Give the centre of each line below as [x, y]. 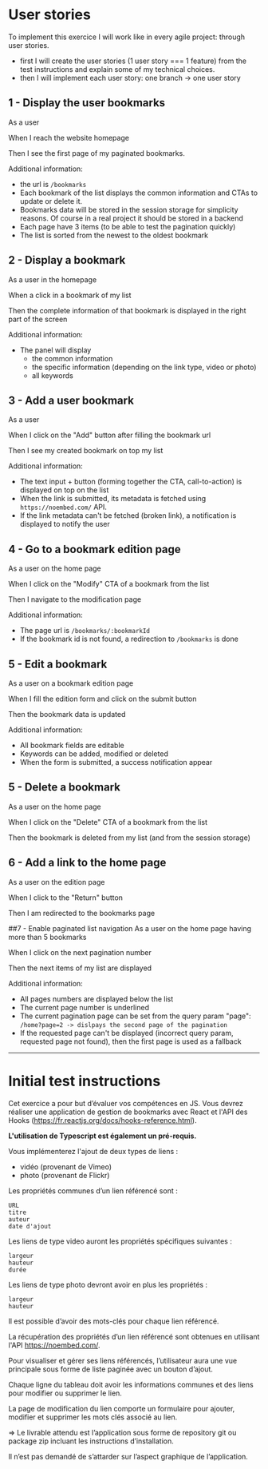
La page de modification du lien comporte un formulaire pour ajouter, [122, 1408]
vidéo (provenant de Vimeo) [66, 1166]
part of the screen [38, 319]
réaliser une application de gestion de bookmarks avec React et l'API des [128, 1112]
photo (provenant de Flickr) [65, 1175]
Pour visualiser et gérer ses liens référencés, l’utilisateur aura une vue [123, 1360]
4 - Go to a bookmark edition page [95, 549]
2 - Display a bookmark [67, 260]
